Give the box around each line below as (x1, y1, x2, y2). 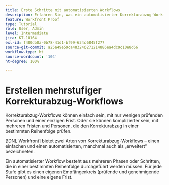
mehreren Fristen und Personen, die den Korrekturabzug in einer (5, 123, 139, 129)
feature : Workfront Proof (5, 17, 59, 22)
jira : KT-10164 (5, 36, 37, 41)
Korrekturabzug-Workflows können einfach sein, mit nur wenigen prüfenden (5, 112, 163, 118)
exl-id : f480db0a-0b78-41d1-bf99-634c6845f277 (5, 40, 105, 45)
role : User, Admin (5, 26, 44, 31)
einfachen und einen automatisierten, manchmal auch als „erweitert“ (5, 143, 147, 149)
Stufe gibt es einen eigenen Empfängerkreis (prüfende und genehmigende (5, 169, 159, 175)
